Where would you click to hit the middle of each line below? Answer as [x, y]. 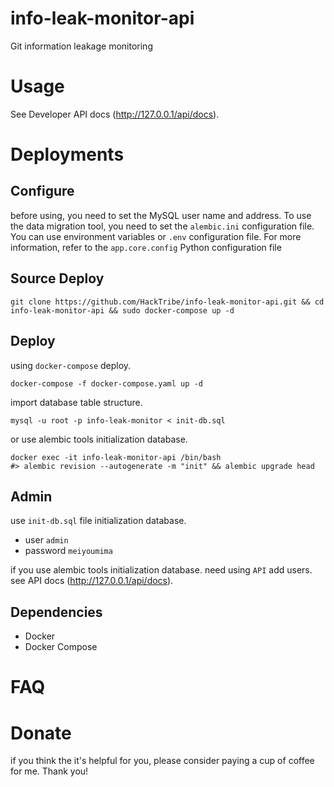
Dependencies [56, 612]
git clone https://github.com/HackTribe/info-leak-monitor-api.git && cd [167, 302]
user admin [46, 540]
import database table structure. [76, 402]
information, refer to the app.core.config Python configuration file [146, 247]
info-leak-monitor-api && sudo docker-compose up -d [122, 310]
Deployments [67, 154]
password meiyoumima [68, 551]
